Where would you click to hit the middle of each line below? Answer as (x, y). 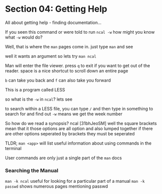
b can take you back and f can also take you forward (58, 80)
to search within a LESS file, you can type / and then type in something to (79, 108)
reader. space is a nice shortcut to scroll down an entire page (67, 71)
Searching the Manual (32, 171)
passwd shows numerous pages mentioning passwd (57, 186)
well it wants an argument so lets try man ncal (51, 56)
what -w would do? (24, 37)
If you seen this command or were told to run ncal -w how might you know (80, 32)
